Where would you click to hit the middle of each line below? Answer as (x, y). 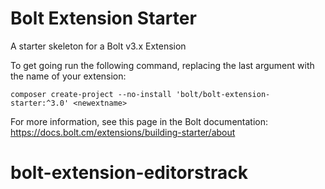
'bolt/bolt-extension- (223, 94)
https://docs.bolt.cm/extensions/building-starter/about (123, 132)
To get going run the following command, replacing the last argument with (162, 65)
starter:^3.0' (40, 103)
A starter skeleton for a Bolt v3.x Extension (98, 46)
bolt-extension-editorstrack (129, 173)
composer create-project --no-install (91, 94)
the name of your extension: (68, 76)
